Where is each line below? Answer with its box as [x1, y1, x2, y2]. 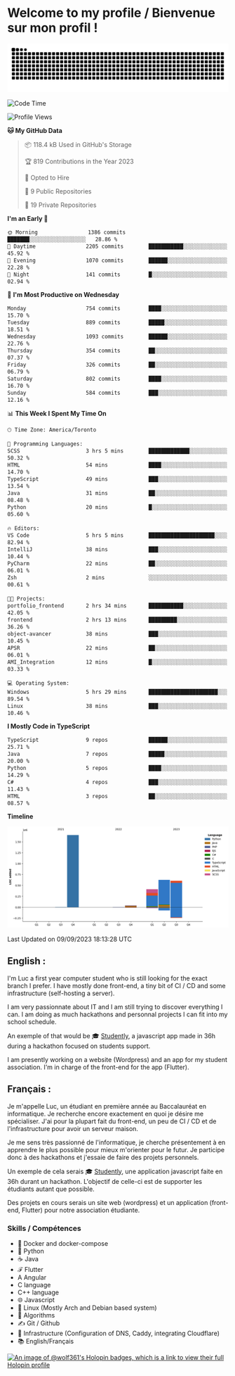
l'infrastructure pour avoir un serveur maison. [7, 1124, 139, 1132]
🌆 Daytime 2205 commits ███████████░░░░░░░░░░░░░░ [7, 243, 228, 250]
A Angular [17, 1273, 47, 1282]
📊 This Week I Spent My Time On [7, 409, 107, 417]
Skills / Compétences [7, 1223, 82, 1233]
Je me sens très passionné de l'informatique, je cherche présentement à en [7, 1138, 226, 1147]
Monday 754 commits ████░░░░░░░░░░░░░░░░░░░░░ [7, 305, 228, 312]
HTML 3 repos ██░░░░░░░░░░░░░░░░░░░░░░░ [7, 793, 228, 800]
